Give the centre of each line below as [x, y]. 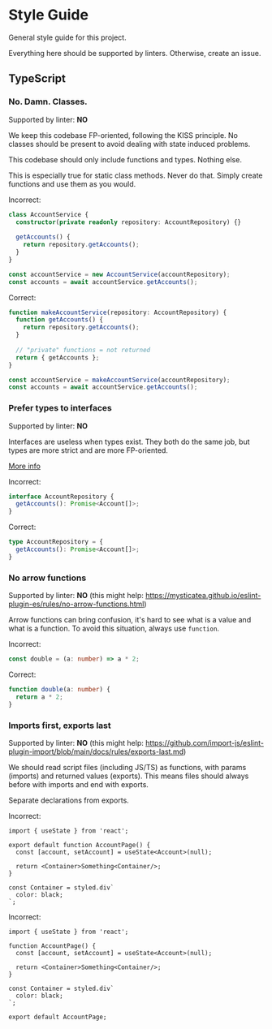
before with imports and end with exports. [78, 784]
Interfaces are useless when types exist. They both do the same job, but [129, 441]
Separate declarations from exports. [69, 800]
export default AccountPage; [58, 1017]
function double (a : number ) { [60, 689]
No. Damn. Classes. [48, 101]
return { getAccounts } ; [58, 357]
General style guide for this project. [68, 37]
